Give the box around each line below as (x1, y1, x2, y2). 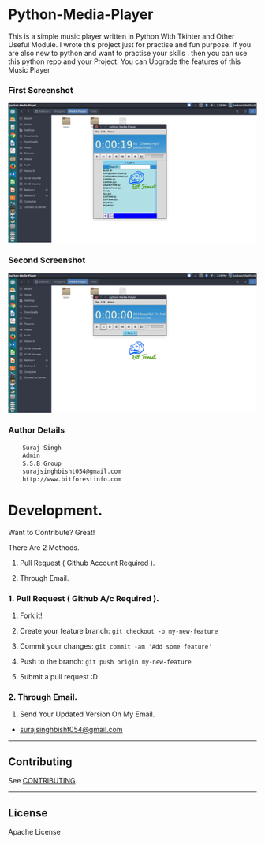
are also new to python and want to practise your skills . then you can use (8, 48, 248, 58)
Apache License (8, 827, 61, 836)
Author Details (8, 425, 65, 436)
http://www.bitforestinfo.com (22, 475, 122, 483)
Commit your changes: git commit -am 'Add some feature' (19, 641, 213, 651)
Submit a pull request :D (19, 672, 99, 682)
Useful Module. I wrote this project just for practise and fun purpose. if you (8, 39, 251, 49)
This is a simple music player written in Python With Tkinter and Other (8, 32, 235, 41)
